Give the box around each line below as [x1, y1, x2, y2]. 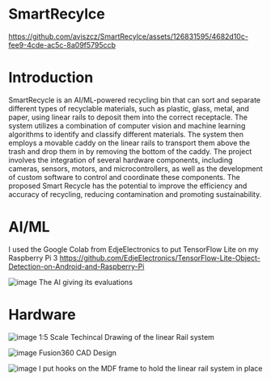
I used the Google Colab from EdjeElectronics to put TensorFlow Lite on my [8, 244, 259, 254]
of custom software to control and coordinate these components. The [8, 172, 240, 182]
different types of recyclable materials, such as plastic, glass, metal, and [8, 103, 249, 113]
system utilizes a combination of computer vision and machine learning [8, 120, 246, 130]
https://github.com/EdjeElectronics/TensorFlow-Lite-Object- [59, 253, 260, 262]
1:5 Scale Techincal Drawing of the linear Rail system [39, 332, 214, 341]
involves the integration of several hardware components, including [8, 155, 233, 165]
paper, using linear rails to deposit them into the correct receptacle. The [8, 112, 248, 122]
